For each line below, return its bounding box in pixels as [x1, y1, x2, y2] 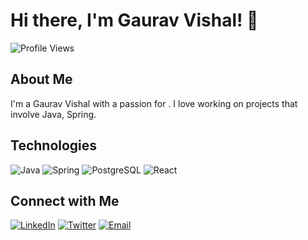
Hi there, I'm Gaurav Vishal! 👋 [10, 9, 259, 32]
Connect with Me [10, 192, 120, 209]
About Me [10, 71, 73, 88]
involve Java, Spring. [10, 108, 97, 120]
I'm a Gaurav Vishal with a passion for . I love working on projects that [10, 97, 298, 109]
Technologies [10, 137, 98, 154]
